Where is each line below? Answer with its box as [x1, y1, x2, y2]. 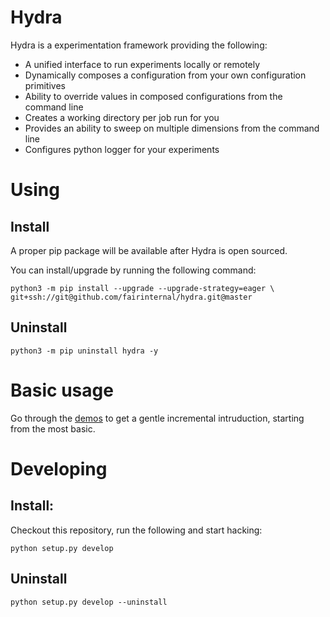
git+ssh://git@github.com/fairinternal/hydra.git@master [10, 292, 253, 302]
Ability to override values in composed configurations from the [24, 90, 283, 102]
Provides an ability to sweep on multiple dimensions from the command [24, 122, 320, 134]
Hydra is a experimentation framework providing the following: [10, 39, 268, 51]
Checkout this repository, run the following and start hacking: [10, 524, 263, 536]
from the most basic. [10, 422, 96, 435]
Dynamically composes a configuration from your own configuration [24, 69, 307, 81]
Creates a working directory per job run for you [24, 111, 220, 123]
